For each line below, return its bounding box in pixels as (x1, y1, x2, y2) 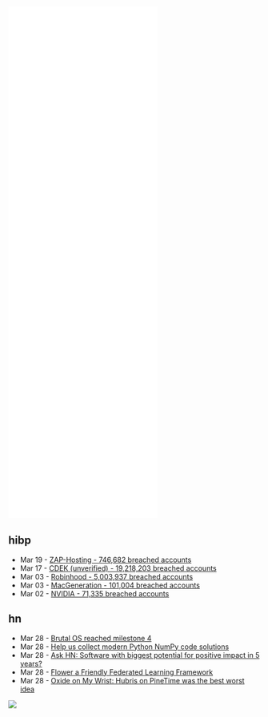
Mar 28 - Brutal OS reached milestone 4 (19, 633, 152, 643)
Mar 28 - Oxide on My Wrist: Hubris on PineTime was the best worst (19, 675, 246, 685)
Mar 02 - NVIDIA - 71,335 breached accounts (19, 588, 170, 598)
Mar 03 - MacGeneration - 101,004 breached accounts (19, 580, 200, 590)
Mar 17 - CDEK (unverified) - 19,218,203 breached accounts (19, 563, 218, 573)
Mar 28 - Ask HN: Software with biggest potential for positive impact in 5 (19, 650, 260, 659)
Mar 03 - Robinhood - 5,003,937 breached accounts (19, 572, 194, 581)
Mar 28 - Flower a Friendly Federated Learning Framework (19, 667, 214, 677)
